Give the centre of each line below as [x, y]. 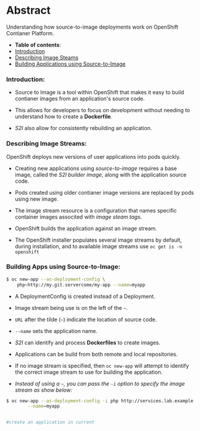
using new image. [36, 199]
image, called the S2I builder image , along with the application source [101, 174]
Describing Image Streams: [47, 144]
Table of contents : [38, 45]
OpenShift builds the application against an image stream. [86, 228]
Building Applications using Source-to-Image [70, 64]
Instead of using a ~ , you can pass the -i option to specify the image [100, 383]
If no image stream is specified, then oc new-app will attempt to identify [102, 365]
